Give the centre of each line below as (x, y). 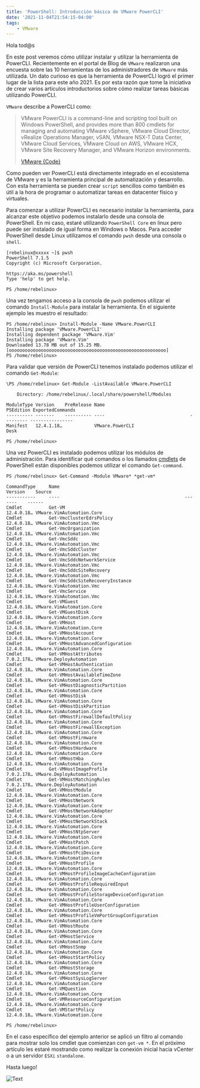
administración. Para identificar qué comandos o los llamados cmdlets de (96, 459)
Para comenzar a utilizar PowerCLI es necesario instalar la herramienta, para (100, 210)
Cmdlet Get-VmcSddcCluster (51, 550)
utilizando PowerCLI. (32, 95)
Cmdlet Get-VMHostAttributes (54, 654)
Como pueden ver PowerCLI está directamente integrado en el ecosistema (98, 173)
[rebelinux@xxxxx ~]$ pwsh (40, 253)
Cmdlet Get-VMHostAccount (50, 633)
